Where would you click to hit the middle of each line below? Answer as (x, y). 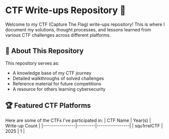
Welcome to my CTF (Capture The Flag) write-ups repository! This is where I (85, 24)
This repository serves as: (32, 63)
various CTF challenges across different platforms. (58, 35)
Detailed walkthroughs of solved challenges (58, 78)
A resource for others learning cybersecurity (59, 89)
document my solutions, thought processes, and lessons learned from (78, 29)
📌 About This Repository (45, 51)
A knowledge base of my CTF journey (52, 73)
